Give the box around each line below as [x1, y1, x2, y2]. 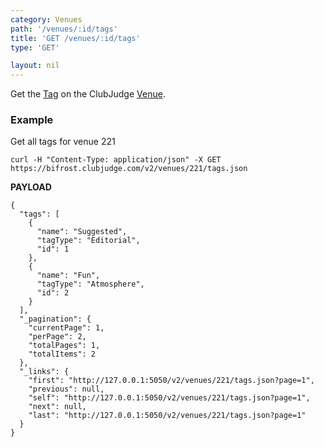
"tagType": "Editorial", [36, 236, 141, 246]
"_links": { [19, 367, 70, 377]
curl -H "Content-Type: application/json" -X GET [10, 155, 222, 165]
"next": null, [28, 402, 87, 412]
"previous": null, [28, 384, 105, 395]
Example [10, 113, 54, 127]
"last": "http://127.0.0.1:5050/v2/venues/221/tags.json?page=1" [28, 411, 307, 421]
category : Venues [10, 14, 83, 25]
